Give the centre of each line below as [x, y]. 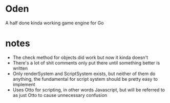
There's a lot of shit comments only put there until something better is [86, 63]
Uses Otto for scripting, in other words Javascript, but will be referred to [89, 90]
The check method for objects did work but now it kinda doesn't [80, 57]
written [20, 68]
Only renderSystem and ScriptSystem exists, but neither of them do [84, 74]
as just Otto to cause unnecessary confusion [60, 95]
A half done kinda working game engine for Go [55, 23]
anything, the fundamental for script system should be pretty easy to [85, 79]
